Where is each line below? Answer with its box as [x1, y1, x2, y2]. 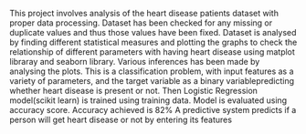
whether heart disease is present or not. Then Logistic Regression [9, 86, 259, 96]
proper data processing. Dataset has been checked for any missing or [9, 17, 272, 28]
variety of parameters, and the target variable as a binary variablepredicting [9, 76, 295, 86]
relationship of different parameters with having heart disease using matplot [9, 46, 295, 57]
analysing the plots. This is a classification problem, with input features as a [9, 66, 294, 77]
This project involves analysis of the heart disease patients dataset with [9, 8, 279, 18]
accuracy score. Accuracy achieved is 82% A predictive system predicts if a [9, 105, 297, 115]
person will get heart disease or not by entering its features [9, 114, 233, 125]
